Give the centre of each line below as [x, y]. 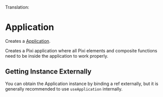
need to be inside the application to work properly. [57, 56]
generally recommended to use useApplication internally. [64, 89]
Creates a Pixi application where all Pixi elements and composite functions [81, 50]
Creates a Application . [28, 41]
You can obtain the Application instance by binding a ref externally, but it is [82, 84]
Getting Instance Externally [48, 72]
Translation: [17, 7]
